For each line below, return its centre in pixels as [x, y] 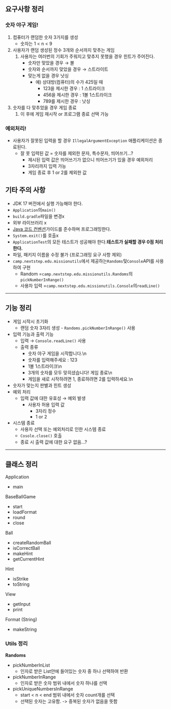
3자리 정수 [46, 411]
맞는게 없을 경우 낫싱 [48, 75]
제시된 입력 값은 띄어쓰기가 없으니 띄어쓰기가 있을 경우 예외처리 [90, 160]
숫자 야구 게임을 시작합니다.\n [57, 353]
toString [21, 584]
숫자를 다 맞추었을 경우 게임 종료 [45, 107]
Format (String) [21, 619]
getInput [21, 604]
